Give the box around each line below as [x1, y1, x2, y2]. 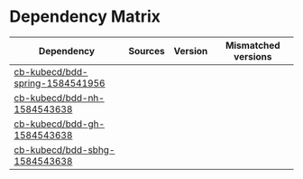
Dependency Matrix [9, 6, 161, 27]
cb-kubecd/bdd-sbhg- [14, 143, 115, 155]
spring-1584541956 [14, 77, 106, 89]
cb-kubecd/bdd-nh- [14, 91, 106, 104]
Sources [128, 44, 165, 57]
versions [234, 50, 272, 62]
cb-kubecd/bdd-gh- [14, 118, 106, 130]
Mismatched [225, 39, 281, 52]
